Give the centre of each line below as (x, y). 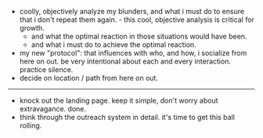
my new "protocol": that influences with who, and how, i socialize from (133, 53)
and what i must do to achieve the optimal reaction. (114, 45)
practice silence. (46, 69)
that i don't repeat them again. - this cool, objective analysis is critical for (137, 20)
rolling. (31, 125)
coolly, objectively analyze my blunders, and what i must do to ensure (132, 11)
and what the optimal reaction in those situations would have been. (139, 36)
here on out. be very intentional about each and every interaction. (125, 61)
